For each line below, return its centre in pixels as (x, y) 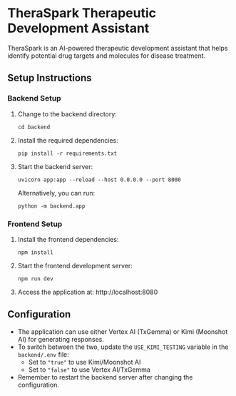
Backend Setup (35, 98)
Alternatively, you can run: (56, 193)
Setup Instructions (50, 78)
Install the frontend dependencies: (68, 239)
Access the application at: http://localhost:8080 (88, 292)
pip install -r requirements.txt (67, 153)
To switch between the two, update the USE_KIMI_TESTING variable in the (123, 347)
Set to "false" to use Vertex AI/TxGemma (89, 370)
